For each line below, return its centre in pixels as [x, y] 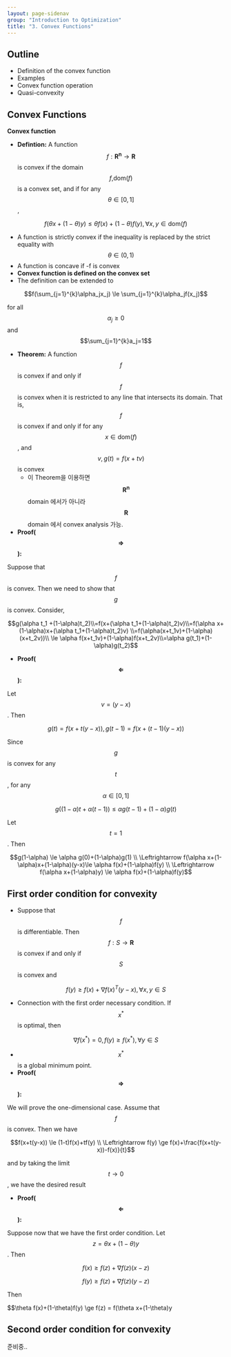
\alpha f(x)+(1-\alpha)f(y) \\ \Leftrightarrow [154, 865]
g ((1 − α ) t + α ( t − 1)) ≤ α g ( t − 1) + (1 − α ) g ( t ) [116, 809]
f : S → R [121, 942]
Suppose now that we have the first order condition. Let [86, 1233]
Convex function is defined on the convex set [83, 273]
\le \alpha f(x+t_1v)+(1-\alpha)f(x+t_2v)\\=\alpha [118, 638]
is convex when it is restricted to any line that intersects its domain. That [120, 398]
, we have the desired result [47, 1184]
